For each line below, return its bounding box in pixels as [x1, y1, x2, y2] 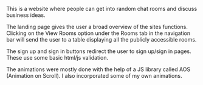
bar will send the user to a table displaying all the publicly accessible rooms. [6, 36, 197, 43]
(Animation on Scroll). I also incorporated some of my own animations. [6, 72, 182, 79]
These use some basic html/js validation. [6, 54, 108, 61]
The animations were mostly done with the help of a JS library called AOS [6, 66, 191, 73]
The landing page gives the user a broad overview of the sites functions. [6, 24, 188, 30]
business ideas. [6, 11, 46, 19]
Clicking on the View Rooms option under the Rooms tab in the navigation [6, 30, 190, 37]
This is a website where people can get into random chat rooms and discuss [6, 5, 198, 12]
